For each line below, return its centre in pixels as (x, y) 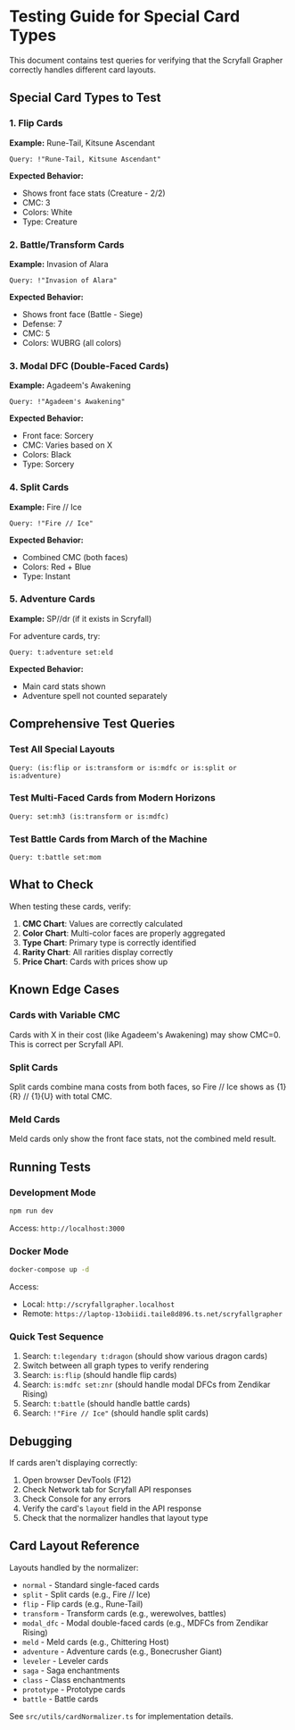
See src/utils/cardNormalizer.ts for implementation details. (121, 1716)
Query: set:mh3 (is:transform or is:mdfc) (89, 816)
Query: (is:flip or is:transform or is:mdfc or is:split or (123, 768)
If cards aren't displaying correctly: (74, 1463)
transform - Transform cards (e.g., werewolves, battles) (124, 1613)
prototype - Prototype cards (74, 1689)
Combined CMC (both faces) (75, 557)
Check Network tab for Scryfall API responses (107, 1490)
